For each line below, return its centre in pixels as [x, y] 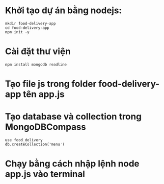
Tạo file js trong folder [51, 84]
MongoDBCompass [46, 127]
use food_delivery [24, 140]
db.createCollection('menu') [35, 144]
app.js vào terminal [45, 174]
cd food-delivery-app [27, 28]
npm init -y [17, 32]
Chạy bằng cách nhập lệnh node [72, 164]
